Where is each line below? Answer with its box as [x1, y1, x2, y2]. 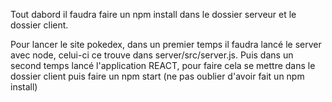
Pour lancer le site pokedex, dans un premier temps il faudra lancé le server [10, 39, 322, 50]
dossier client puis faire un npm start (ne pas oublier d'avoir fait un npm [10, 70, 305, 82]
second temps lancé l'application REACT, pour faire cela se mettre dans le [10, 60, 316, 71]
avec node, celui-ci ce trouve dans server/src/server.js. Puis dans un [10, 49, 294, 61]
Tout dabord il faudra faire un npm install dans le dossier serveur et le [10, 9, 297, 20]
